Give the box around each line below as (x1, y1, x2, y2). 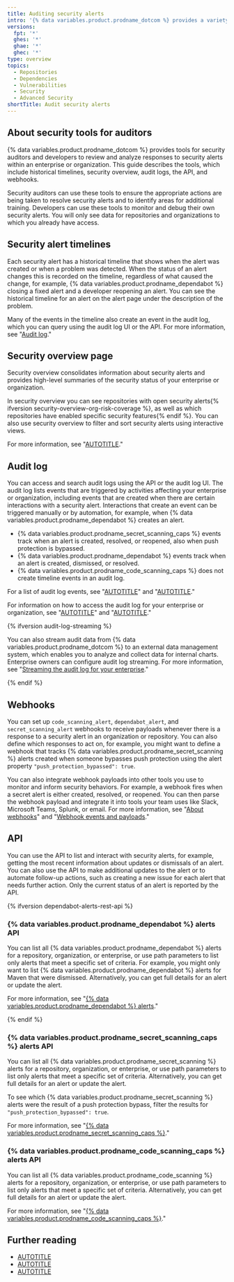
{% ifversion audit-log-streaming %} (7, 622, 112, 630)
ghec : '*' (13, 50, 42, 57)
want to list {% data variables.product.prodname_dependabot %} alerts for (7, 966, 221, 974)
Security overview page (7, 350, 114, 362)
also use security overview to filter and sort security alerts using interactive (7, 419, 224, 428)
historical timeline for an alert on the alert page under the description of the (7, 294, 224, 302)
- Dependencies (13, 75, 58, 82)
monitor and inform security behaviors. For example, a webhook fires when (7, 782, 223, 791)
